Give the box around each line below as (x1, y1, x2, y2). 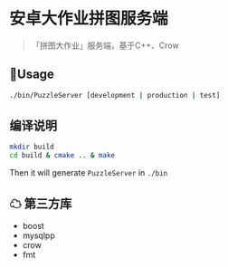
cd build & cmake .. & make (9, 151, 116, 160)
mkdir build (9, 142, 54, 152)
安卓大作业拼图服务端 (9, 8, 169, 29)
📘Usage (9, 67, 54, 82)
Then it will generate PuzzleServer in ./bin (9, 167, 168, 178)
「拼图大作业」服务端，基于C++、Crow (31, 40, 179, 51)
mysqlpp (22, 230, 56, 241)
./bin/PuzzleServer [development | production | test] (9, 91, 221, 100)
